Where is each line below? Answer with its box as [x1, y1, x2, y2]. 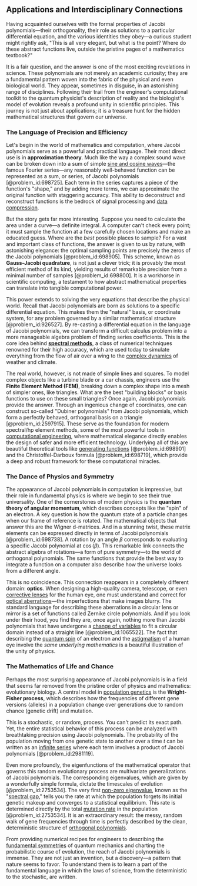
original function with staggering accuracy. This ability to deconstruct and [6, 192, 185, 199]
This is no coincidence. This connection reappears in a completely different [6, 579, 189, 586]
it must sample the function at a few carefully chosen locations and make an [6, 228, 191, 235]
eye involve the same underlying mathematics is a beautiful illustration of [6, 641, 183, 648]
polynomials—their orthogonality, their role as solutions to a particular [6, 27, 175, 34]
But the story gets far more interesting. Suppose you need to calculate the [6, 215, 186, 223]
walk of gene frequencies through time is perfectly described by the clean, [6, 818, 188, 825]
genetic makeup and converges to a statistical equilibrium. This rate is [6, 799, 176, 806]
